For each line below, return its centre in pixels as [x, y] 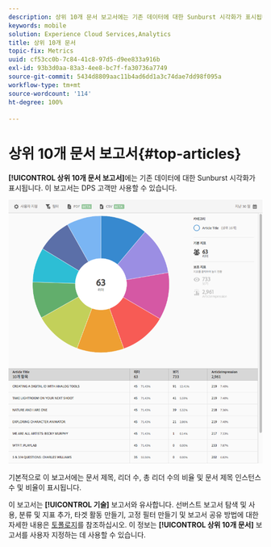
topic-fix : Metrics [41, 51]
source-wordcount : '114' [50, 94]
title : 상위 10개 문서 [42, 43]
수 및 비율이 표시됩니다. [45, 487]
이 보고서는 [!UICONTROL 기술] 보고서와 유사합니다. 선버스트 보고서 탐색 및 [128, 504]
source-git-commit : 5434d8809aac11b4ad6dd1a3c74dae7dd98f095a [115, 77]
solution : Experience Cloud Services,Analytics [90, 34]
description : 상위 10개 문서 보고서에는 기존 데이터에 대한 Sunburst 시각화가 [125, 17]
